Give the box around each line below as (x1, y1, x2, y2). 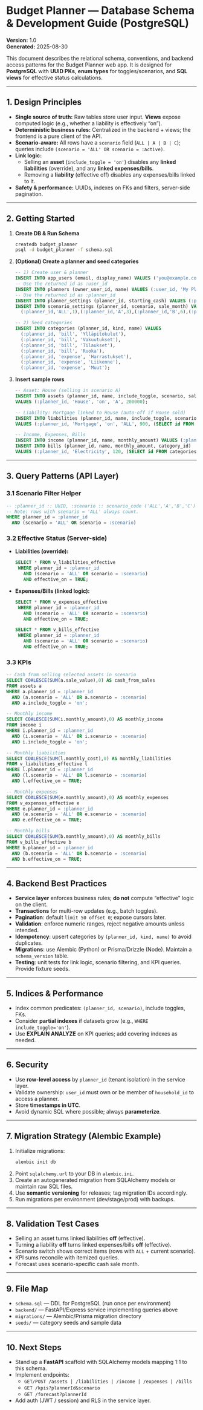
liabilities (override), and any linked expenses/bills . (24, 165, 154, 172)
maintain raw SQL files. (14, 1183, 73, 1190)
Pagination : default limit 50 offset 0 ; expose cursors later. (14, 914, 166, 921)
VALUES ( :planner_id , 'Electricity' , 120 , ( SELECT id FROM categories (14, 449, 197, 455)
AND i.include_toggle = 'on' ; (11, 739, 88, 745)
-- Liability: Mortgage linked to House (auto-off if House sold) (14, 410, 186, 416)
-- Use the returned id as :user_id (14, 281, 108, 287)
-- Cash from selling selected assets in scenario (6, 672, 137, 678)
